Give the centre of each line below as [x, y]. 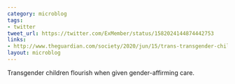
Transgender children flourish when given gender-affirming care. [101, 72]
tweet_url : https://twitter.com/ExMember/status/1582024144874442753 [111, 33]
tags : [15, 20]
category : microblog [37, 14]
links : [17, 40]
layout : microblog [34, 53]
